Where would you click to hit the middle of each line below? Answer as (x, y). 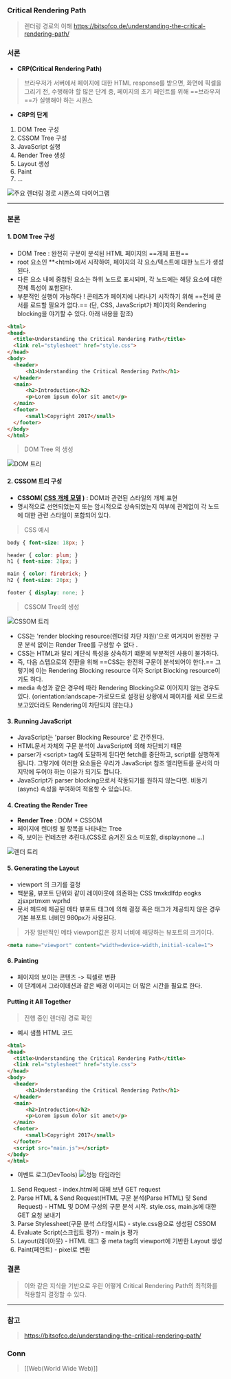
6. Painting (23, 961)
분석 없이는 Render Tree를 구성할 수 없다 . (81, 644)
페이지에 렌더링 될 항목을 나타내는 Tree (69, 829)
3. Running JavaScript (40, 721)
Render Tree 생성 (41, 155)
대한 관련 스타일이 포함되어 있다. (68, 515)
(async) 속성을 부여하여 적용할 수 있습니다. (75, 789)
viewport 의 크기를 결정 (49, 884)
